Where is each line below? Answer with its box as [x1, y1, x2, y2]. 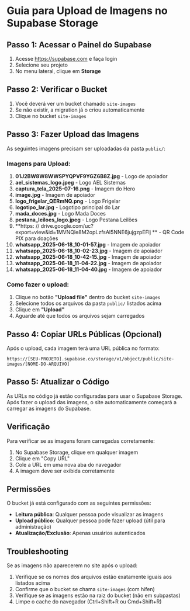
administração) [15, 523, 51, 530]
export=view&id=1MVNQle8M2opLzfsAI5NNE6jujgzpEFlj [15, 228, 151, 235]
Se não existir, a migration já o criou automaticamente [15, 106, 145, 113]
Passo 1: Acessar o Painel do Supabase [6, 40, 152, 50]
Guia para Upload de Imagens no [6, 4, 168, 18]
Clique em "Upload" [15, 306, 65, 313]
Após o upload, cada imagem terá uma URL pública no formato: [6, 345, 160, 352]
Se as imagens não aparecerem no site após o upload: [6, 562, 138, 569]
